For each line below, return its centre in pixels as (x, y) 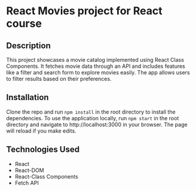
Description (28, 46)
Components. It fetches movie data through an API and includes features (96, 66)
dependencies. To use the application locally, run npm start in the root (93, 118)
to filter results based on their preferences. (59, 79)
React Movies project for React (84, 11)
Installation (27, 97)
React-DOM (29, 170)
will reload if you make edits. (41, 131)
